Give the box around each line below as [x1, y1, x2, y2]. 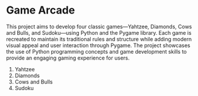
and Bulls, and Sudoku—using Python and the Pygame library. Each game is [6, 29, 191, 36]
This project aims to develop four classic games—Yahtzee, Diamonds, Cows [6, 23, 192, 30]
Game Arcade [6, 4, 75, 17]
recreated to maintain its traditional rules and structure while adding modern [6, 35, 192, 42]
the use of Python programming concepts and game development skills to [6, 48, 187, 55]
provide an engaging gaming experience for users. [6, 54, 130, 61]
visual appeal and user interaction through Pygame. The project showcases [6, 42, 191, 49]
